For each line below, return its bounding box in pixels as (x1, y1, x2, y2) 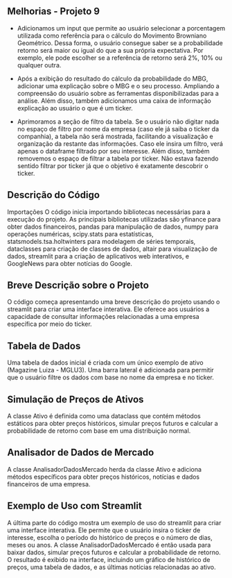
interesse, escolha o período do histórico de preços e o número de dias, (7, 533, 213, 541)
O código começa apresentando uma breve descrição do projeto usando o (7, 298, 220, 306)
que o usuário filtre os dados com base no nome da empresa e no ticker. (7, 373, 215, 381)
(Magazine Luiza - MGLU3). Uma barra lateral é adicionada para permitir (7, 366, 215, 374)
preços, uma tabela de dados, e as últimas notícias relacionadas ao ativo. (7, 563, 216, 571)
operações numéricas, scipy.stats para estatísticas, (7, 229, 154, 238)
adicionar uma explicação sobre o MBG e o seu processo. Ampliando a (17, 81, 220, 90)
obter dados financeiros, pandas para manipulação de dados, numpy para (7, 222, 219, 231)
